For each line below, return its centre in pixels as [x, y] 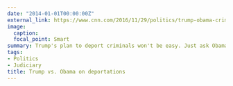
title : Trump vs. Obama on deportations [67, 71]
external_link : [29, 20]
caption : [26, 33]
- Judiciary [24, 65]
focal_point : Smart [42, 40]
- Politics [23, 59]
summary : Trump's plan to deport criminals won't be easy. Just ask [108, 46]
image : [17, 26]
